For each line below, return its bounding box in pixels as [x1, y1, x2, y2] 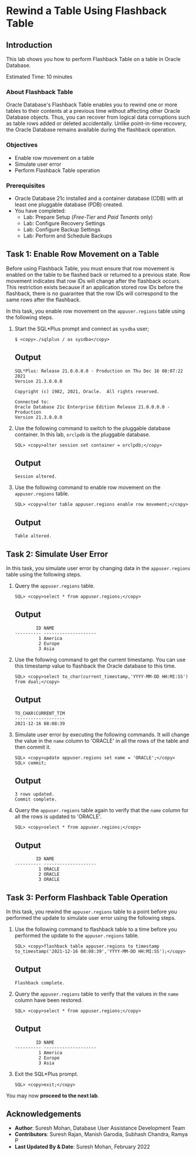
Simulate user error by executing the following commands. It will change [14, 731, 190, 738]
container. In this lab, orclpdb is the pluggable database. [14, 431, 151, 438]
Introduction [6, 40, 53, 50]
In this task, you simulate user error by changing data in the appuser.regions [6, 564, 191, 571]
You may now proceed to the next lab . [6, 1092, 100, 1099]
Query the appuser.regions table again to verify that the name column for [14, 807, 189, 814]
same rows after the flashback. [6, 296, 81, 303]
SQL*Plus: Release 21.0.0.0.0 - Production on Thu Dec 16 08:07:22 [14, 368, 183, 374]
